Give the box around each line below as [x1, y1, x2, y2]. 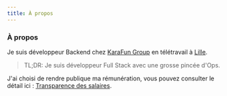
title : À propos [7, 10, 53, 17]
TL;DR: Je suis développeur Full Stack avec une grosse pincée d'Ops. [23, 61, 221, 69]
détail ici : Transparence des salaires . [7, 81, 112, 89]
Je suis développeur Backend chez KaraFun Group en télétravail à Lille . [7, 48, 208, 56]
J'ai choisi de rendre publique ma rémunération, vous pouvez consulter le [7, 74, 215, 82]
